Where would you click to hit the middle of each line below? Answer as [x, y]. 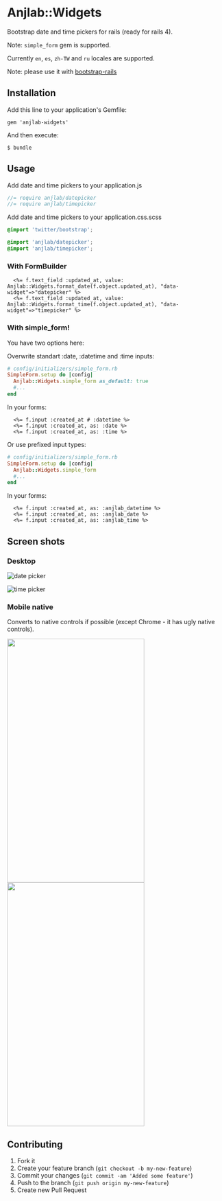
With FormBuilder [37, 266]
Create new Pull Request [52, 1190]
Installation [32, 93]
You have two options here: [46, 343]
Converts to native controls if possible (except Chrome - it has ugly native [111, 622]
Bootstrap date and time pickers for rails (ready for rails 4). [90, 32]
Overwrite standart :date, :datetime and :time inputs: [81, 356]
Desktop [22, 561]
